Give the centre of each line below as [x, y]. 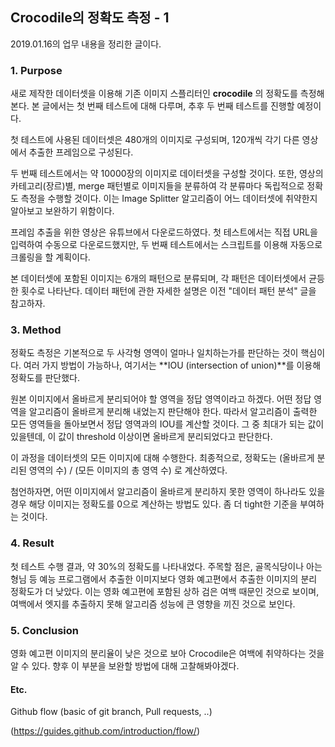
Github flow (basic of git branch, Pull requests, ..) [111, 712]
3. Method [36, 330]
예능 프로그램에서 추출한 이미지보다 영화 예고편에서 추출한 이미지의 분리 [178, 579]
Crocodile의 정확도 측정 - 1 [90, 18]
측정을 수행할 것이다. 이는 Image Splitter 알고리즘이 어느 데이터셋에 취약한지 [169, 199]
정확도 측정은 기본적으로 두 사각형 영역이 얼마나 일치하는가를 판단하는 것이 [154, 353]
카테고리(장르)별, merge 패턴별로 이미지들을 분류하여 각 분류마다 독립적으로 [157, 186]
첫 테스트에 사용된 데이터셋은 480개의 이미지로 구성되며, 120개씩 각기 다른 [155, 140]
